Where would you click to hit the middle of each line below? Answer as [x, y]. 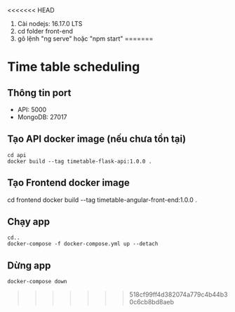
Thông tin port [39, 93]
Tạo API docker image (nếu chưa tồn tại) [97, 139]
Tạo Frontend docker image [68, 183]
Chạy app [29, 222]
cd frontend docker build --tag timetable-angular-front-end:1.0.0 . [102, 200]
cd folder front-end [45, 31]
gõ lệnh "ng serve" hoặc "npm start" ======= [85, 39]
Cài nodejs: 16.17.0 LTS [50, 23]
